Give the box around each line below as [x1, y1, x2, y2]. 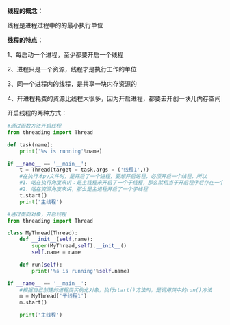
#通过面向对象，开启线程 [7, 211, 66, 218]
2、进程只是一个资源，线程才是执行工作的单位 [7, 65, 137, 73]
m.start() [19, 299, 48, 306]
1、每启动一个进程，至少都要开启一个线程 [7, 51, 124, 58]
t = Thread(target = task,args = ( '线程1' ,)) [19, 166, 149, 174]
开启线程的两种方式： [7, 109, 67, 117]
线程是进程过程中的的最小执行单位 [7, 21, 103, 30]
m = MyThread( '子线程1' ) [19, 293, 88, 300]
